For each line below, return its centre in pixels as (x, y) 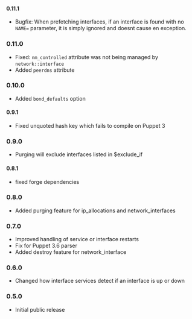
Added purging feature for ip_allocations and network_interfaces (95, 210)
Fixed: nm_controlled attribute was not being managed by (87, 57)
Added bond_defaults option (50, 98)
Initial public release (40, 309)
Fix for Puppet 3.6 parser (46, 246)
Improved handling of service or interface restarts (77, 239)
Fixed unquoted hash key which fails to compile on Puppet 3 (90, 126)
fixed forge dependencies (47, 182)
